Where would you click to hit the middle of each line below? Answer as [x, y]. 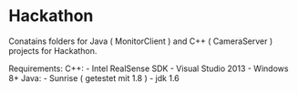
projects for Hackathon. [53, 50]
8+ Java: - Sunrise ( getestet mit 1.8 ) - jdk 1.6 [94, 77]
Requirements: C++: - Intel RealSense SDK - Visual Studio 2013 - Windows [149, 68]
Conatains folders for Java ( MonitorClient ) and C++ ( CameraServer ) [141, 41]
